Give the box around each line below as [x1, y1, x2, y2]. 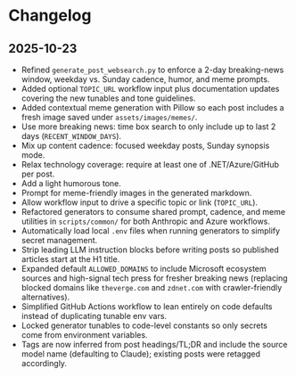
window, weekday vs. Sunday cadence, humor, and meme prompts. [21, 74, 270, 85]
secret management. [21, 235, 98, 245]
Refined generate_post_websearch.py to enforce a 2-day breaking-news [21, 64, 284, 75]
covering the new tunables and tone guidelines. [21, 93, 196, 103]
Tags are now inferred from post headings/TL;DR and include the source [21, 340, 288, 349]
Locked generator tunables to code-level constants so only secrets [21, 320, 268, 331]
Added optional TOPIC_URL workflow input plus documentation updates [21, 84, 280, 94]
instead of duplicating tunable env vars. [21, 311, 167, 321]
